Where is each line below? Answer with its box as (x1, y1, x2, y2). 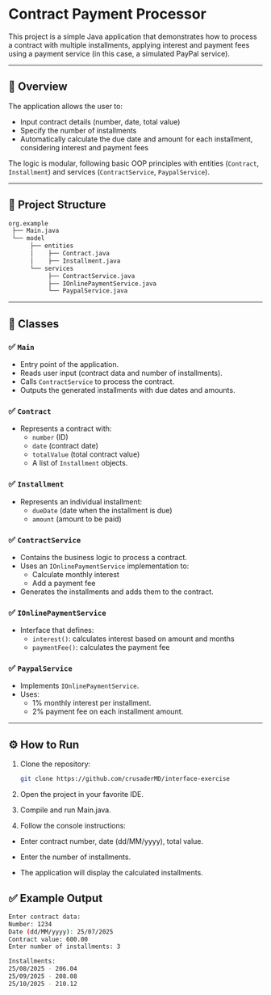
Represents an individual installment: (19, 496, 143, 506)
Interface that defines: (19, 626, 94, 635)
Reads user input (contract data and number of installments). (19, 369, 223, 377)
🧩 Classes (8, 317, 59, 331)
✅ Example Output (8, 891, 103, 905)
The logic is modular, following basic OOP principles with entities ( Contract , (8, 158, 260, 168)
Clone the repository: (19, 759, 91, 769)
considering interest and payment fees (19, 142, 149, 152)
